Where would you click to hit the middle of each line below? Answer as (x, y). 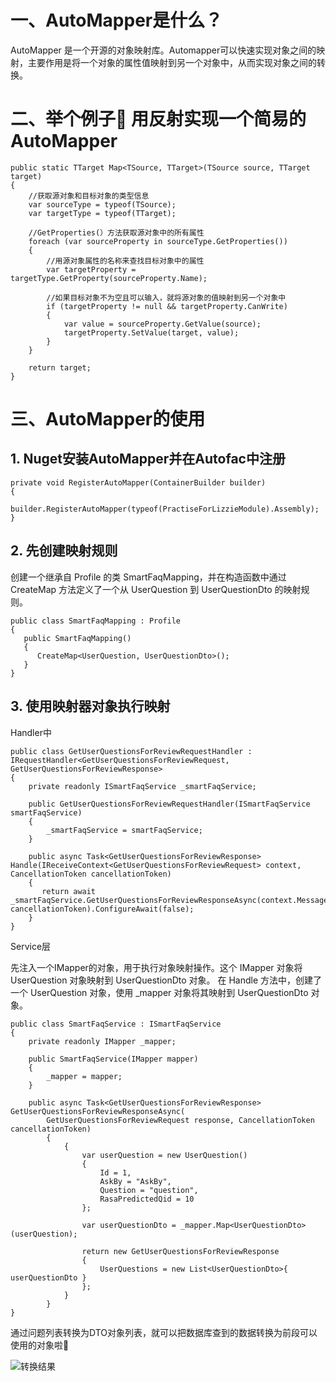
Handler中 (31, 732)
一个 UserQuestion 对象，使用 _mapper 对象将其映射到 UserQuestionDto (159, 992)
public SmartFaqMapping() (77, 638)
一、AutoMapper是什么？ (116, 20)
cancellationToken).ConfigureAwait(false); (102, 909)
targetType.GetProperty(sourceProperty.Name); (109, 278)
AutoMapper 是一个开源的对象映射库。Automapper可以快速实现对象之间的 (163, 50)
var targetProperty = (91, 269)
